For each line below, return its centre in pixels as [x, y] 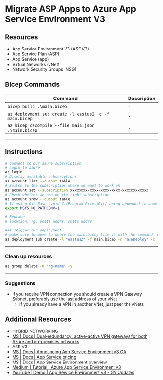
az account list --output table [38, 181]
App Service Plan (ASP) [36, 54]
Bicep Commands [32, 85]
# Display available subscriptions [41, 177]
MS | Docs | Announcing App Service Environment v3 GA [69, 352]
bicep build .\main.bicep [37, 106]
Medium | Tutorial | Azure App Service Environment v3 [66, 367]
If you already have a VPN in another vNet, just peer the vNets [81, 304]
